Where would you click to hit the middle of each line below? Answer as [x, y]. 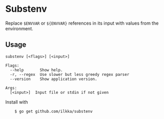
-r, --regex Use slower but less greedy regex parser [70, 74]
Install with [17, 102]
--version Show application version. [54, 79]
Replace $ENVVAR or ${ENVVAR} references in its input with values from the [82, 23]
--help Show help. [36, 70]
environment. [19, 28]
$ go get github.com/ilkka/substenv [54, 111]
